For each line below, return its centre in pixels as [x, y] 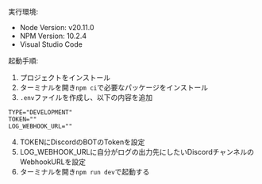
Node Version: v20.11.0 [57, 27]
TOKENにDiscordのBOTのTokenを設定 [82, 142]
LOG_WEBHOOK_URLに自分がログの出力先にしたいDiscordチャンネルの [137, 152]
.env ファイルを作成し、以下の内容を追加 [86, 97]
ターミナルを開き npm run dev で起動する [85, 172]
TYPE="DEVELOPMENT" [40, 113]
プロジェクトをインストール [65, 77]
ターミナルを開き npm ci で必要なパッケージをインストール [114, 87]
